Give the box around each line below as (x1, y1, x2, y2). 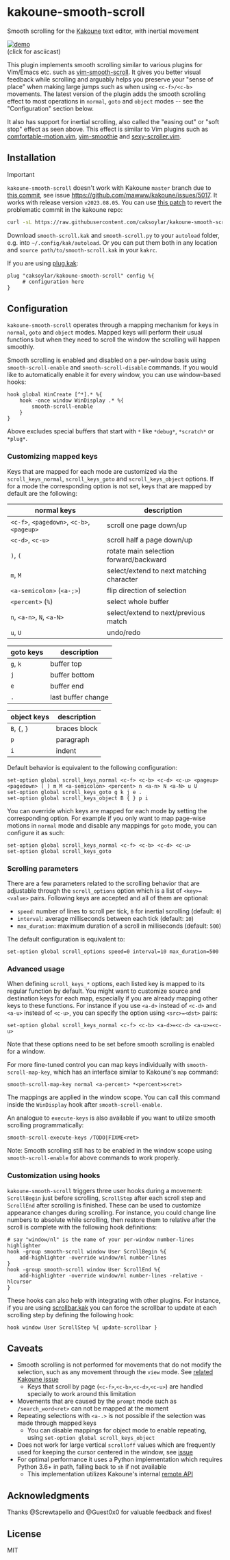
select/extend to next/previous (107, 608, 205, 617)
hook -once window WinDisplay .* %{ (19, 397, 125, 405)
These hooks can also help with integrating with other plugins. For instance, (7, 1296, 221, 1304)
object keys (10, 712, 50, 721)
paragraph (55, 734, 90, 744)
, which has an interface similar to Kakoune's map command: (50, 1068, 219, 1077)
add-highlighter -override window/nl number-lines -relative (19, 1272, 197, 1279)
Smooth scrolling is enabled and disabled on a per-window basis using (7, 356, 207, 364)
